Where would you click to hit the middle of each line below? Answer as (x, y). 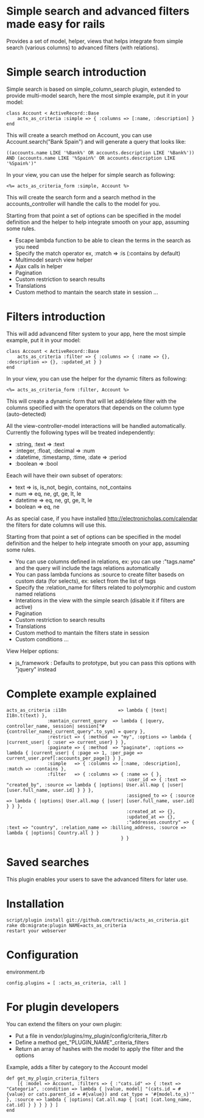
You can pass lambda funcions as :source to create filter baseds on (100, 574)
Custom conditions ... (42, 639)
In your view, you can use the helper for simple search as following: (91, 174)
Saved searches (48, 862)
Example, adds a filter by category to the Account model (77, 1067)
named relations (35, 594)
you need (27, 247)
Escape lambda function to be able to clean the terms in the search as (103, 240)
